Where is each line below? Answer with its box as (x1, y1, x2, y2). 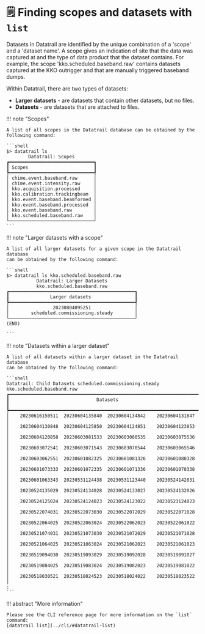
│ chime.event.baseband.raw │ (6, 175, 97, 181)
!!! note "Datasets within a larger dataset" (6, 342, 110, 349)
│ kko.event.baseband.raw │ (6, 207, 97, 213)
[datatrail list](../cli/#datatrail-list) (6, 622, 116, 628)
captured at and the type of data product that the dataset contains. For (6, 53, 184, 61)
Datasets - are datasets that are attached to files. (15, 103, 140, 111)
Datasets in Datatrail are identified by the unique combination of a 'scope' (6, 40, 192, 48)
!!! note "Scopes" (6, 115, 49, 122)
